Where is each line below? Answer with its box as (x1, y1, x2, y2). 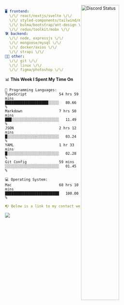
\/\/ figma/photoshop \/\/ (9, 67, 64, 72)
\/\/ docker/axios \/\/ (9, 45, 57, 50)
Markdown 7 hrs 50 (5, 109, 77, 114)
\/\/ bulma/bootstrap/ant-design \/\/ (9, 22, 88, 27)
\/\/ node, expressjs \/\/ (9, 36, 64, 41)
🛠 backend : (5, 31, 28, 36)
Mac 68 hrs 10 (5, 183, 79, 188)
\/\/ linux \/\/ (9, 63, 42, 68)
